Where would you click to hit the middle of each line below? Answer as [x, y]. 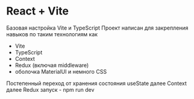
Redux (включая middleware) [52, 65]
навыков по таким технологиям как [52, 34]
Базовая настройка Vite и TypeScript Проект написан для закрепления [97, 28]
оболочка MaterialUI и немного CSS [61, 71]
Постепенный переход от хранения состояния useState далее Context [96, 83]
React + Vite [38, 11]
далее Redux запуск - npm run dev [50, 89]
